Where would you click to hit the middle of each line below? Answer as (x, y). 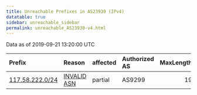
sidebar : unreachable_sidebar (43, 22)
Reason (74, 63)
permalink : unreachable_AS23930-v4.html (56, 28)
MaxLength (176, 63)
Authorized (138, 59)
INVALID (75, 76)
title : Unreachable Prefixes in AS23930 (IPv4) (65, 11)
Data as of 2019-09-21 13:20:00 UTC (50, 45)
